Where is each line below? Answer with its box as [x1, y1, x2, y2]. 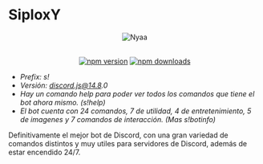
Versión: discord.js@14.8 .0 [19, 80, 108, 90]
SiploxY [8, 6, 62, 24]
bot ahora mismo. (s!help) [19, 97, 106, 107]
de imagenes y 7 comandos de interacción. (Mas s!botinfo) [19, 114, 216, 124]
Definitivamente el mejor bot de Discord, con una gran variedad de [8, 130, 229, 140]
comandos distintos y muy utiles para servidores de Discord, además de [8, 138, 247, 148]
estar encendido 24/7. [8, 147, 81, 157]
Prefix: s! [19, 72, 50, 81]
